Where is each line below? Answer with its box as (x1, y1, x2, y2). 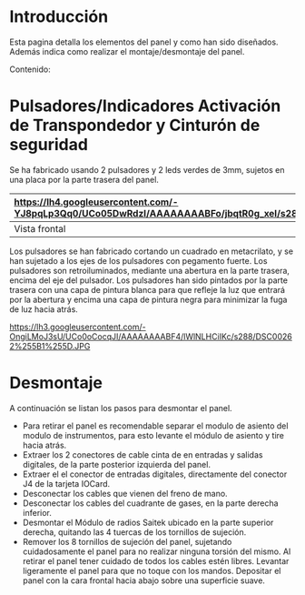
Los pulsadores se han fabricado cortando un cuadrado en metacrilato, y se (9, 246, 293, 257)
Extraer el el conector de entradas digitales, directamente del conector (22, 469, 288, 479)
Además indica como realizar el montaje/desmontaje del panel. (9, 45, 245, 56)
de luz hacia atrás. (9, 303, 79, 315)
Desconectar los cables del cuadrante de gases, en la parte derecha (22, 498, 279, 509)
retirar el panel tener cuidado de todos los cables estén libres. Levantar (22, 555, 290, 566)
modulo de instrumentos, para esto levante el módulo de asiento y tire (22, 429, 284, 440)
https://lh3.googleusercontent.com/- (9, 321, 147, 332)
